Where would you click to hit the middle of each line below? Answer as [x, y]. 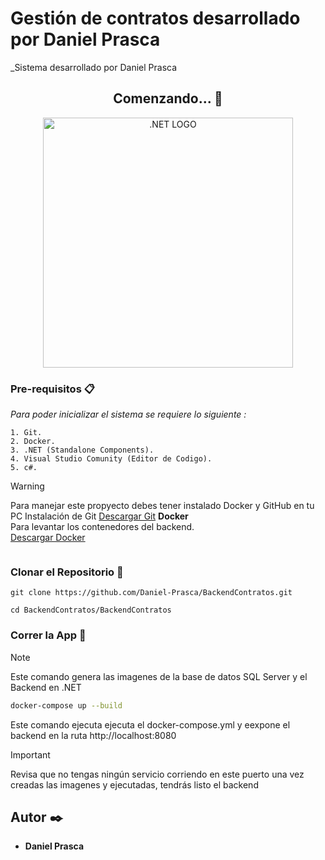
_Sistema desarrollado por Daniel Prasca [94, 67]
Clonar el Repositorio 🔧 [67, 572]
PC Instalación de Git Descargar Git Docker [99, 516]
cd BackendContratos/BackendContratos [91, 610]
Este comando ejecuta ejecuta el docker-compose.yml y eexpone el [150, 724]
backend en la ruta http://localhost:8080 [93, 735]
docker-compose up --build [66, 705]
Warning [27, 486]
